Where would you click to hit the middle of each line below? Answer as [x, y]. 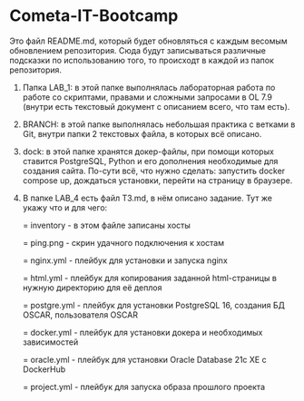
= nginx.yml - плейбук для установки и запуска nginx [125, 260]
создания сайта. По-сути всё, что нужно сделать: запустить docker [154, 171]
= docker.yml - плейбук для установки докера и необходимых [142, 332]
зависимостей [50, 342]
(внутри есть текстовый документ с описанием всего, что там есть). [156, 106]
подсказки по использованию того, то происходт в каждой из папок [142, 60]
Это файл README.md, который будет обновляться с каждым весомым [148, 41]
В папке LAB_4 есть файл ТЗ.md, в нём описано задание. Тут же [147, 198]
